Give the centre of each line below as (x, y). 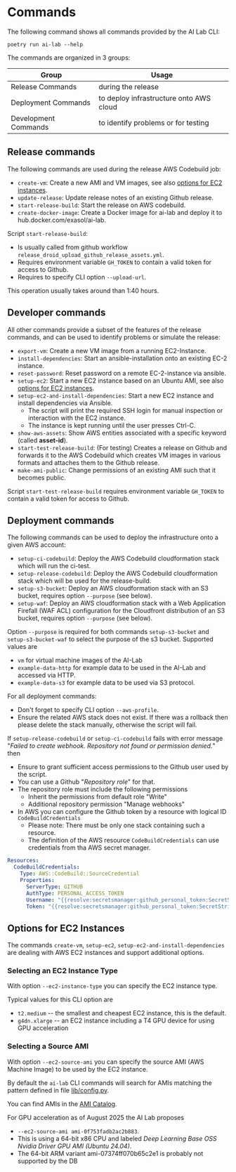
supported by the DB (47, 1161)
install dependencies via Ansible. (65, 403)
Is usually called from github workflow (73, 247)
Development (33, 118)
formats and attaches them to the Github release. (88, 462)
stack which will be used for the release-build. (84, 581)
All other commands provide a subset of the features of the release (104, 329)
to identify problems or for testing (154, 122)
